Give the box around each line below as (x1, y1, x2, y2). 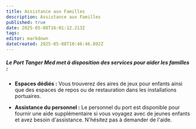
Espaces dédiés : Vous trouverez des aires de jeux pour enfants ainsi (14, 80, 183, 87)
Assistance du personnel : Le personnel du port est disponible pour (14, 103, 180, 111)
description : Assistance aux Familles (6, 14, 101, 20)
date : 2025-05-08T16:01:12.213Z (6, 25, 85, 31)
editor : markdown (6, 36, 49, 41)
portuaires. (14, 92, 41, 99)
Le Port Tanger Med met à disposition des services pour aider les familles (6, 59, 190, 66)
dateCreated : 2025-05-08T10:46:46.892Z (6, 41, 104, 47)
